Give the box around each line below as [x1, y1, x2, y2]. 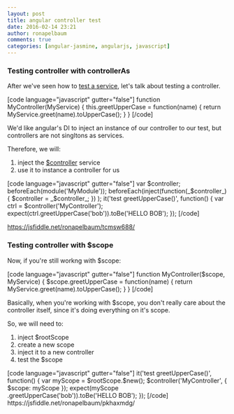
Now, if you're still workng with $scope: [7, 256, 122, 265]
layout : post [7, 10, 45, 18]
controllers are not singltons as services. [7, 131, 124, 140]
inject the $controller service [17, 158, 101, 167]
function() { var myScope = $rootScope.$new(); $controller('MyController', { [7, 376, 227, 385]
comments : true [7, 36, 52, 43]
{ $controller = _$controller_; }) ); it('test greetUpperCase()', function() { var [7, 194, 224, 203]
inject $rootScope [17, 333, 70, 341]
